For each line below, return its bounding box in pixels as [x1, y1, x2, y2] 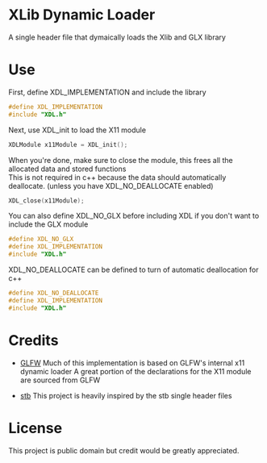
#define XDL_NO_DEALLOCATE [8, 289, 99, 297]
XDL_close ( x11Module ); [8, 196, 85, 205]
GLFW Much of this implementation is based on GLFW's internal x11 [19, 357, 245, 368]
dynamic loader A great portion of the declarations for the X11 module [19, 366, 252, 376]
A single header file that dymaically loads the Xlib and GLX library [8, 32, 226, 42]
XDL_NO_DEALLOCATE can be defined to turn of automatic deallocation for [8, 265, 260, 274]
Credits [8, 331, 59, 349]
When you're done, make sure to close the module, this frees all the [8, 155, 233, 165]
